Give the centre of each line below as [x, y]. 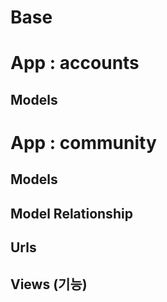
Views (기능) [49, 284]
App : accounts [75, 63]
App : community [83, 142]
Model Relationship [71, 213]
